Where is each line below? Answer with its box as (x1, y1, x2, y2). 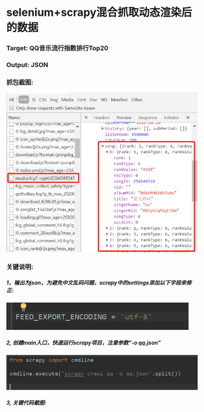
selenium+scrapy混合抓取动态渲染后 (6, 5, 192, 19)
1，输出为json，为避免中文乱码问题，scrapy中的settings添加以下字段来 (6, 279, 186, 286)
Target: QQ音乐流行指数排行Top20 (6, 44, 109, 52)
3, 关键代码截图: (6, 399, 47, 406)
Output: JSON (6, 61, 49, 69)
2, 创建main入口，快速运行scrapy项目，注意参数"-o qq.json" (6, 338, 161, 346)
